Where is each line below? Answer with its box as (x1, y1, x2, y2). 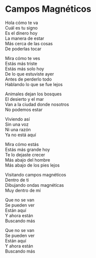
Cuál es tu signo (5, 25, 38, 30)
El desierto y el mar (5, 96, 44, 102)
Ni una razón (5, 126, 31, 132)
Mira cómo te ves (5, 55, 40, 61)
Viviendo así (5, 116, 30, 122)
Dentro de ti (5, 177, 29, 183)
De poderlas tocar (5, 46, 42, 52)
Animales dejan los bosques (5, 91, 62, 97)
